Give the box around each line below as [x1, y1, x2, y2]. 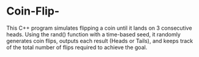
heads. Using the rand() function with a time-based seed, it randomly [6, 30, 181, 38]
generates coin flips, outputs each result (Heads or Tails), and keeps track [6, 37, 193, 44]
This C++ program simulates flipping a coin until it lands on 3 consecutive [6, 24, 192, 32]
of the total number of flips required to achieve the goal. [6, 44, 148, 51]
